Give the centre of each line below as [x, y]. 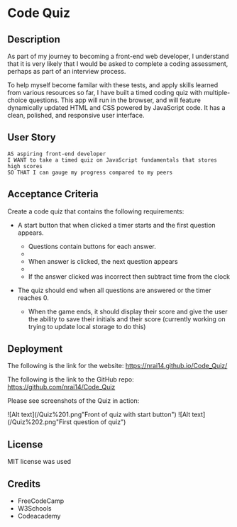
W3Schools [34, 509]
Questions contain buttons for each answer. [92, 246]
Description [34, 39]
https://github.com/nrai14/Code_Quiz [61, 387]
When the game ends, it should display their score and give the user [128, 311]
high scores [25, 166]
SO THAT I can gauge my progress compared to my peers [90, 172]
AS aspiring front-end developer [57, 154]
